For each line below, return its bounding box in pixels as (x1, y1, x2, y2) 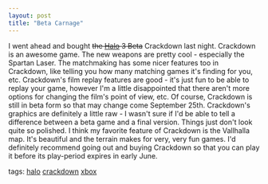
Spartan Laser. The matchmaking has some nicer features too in (8, 57, 219, 68)
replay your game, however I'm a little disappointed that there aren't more (8, 83, 250, 92)
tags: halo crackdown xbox (8, 166, 97, 176)
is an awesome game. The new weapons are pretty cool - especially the (8, 49, 245, 59)
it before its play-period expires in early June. (8, 151, 158, 160)
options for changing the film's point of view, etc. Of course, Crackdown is (8, 92, 253, 101)
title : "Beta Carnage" (8, 19, 84, 27)
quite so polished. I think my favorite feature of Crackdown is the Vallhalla (8, 125, 250, 135)
